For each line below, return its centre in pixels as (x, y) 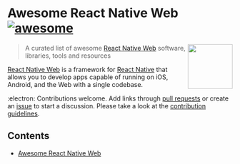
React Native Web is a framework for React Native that (87, 69)
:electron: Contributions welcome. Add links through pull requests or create (118, 98)
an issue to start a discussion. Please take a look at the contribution (106, 106)
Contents (29, 136)
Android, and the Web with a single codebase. (75, 84)
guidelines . (24, 113)
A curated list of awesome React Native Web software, (105, 48)
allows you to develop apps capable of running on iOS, (88, 77)
